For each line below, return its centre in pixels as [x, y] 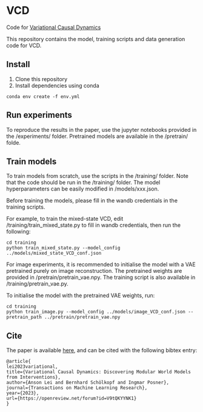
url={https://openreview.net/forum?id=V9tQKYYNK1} [72, 399]
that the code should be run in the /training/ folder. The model [83, 183]
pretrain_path [24, 317]
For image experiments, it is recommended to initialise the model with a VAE [101, 264]
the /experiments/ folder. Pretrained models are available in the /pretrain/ [97, 136]
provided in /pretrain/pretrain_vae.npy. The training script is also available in [101, 277]
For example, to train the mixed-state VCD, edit [65, 219]
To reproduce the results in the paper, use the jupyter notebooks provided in [101, 129]
